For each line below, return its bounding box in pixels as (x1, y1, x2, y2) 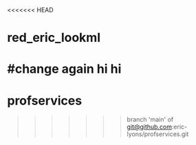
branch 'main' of (127, 115, 174, 124)
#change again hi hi (7, 61, 122, 77)
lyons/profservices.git (127, 130, 189, 138)
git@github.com (127, 123, 173, 131)
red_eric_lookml (7, 30, 101, 45)
